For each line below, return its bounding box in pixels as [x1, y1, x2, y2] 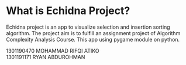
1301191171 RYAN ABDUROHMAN [6, 53, 85, 60]
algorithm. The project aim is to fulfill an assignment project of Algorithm [6, 29, 181, 36]
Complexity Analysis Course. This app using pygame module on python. [6, 36, 180, 43]
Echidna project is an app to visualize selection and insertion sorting [6, 23, 171, 30]
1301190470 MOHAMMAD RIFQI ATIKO [6, 47, 99, 54]
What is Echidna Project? [6, 4, 130, 18]
